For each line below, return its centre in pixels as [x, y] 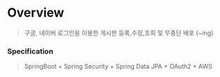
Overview [36, 13]
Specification [30, 51]
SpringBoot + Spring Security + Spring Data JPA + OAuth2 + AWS [118, 67]
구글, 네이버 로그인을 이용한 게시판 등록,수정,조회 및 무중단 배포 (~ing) [119, 33]
